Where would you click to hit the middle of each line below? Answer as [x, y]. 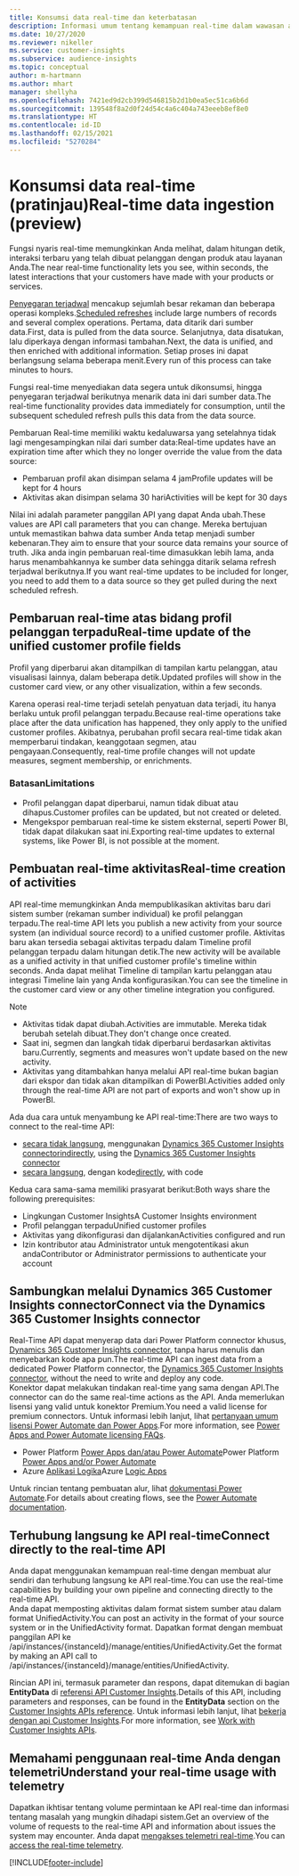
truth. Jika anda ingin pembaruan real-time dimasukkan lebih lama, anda [141, 552]
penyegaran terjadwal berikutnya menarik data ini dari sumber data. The [140, 396]
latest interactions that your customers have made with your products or [141, 276]
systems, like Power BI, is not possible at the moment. [121, 840]
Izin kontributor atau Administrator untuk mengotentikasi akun [135, 1244]
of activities [43, 883]
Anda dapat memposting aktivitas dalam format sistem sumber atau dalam [145, 1609]
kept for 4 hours [52, 487]
